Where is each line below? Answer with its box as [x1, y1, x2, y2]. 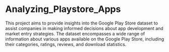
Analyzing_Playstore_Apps [5, 3, 121, 15]
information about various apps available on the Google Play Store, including [5, 36, 164, 42]
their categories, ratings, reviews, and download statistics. [5, 41, 127, 47]
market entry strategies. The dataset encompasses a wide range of [5, 30, 145, 36]
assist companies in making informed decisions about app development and [5, 25, 164, 31]
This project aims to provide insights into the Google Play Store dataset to [5, 20, 158, 26]
